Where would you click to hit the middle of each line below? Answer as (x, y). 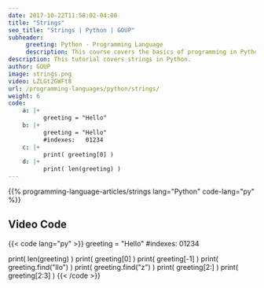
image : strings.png (40, 74)
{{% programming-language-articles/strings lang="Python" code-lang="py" (132, 191)
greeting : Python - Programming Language (94, 45)
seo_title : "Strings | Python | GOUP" (71, 30)
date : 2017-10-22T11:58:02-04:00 (63, 15)
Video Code (38, 225)
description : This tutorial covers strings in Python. (100, 60)
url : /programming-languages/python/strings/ (84, 89)
